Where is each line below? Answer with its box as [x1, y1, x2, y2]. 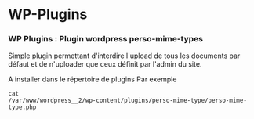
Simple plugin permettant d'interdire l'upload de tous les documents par [8, 51, 241, 60]
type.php [8, 103, 37, 111]
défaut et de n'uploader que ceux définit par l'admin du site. [8, 59, 202, 69]
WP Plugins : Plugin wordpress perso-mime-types [8, 34, 204, 45]
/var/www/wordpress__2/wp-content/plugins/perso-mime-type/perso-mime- [8, 96, 247, 105]
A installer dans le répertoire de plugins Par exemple [8, 74, 177, 84]
